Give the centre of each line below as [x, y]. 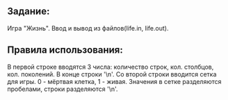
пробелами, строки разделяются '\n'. [63, 89]
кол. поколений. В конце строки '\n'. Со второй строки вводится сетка [112, 74]
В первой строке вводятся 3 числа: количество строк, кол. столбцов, [111, 67]
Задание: [28, 11]
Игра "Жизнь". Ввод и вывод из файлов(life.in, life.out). [88, 28]
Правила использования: [65, 50]
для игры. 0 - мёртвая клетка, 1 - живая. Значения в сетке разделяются [114, 81]
